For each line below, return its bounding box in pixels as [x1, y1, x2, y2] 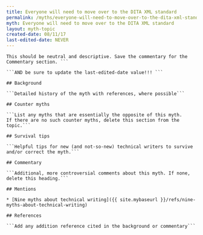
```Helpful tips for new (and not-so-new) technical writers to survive [6, 144, 193, 150]
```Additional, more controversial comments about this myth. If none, [6, 170, 190, 176]
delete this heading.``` [6, 176, 69, 182]
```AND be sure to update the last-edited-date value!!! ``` [6, 70, 164, 76]
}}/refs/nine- [160, 197, 196, 203]
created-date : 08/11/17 [6, 31, 66, 38]
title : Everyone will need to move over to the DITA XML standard [6, 8, 177, 15]
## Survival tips [6, 133, 50, 139]
